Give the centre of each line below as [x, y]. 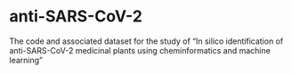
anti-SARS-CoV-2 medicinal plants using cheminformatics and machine [140, 50]
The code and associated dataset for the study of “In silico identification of [146, 41]
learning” [26, 60]
